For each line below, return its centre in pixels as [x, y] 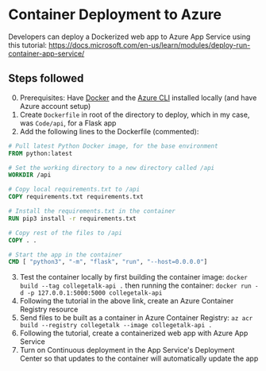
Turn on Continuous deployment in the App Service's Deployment [127, 350]
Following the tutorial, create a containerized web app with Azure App [134, 333]
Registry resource [49, 309]
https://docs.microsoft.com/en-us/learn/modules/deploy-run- [150, 44]
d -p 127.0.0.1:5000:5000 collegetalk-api [91, 293]
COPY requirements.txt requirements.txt [76, 197]
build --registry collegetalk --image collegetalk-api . [116, 326]
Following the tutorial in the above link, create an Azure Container [127, 301]
